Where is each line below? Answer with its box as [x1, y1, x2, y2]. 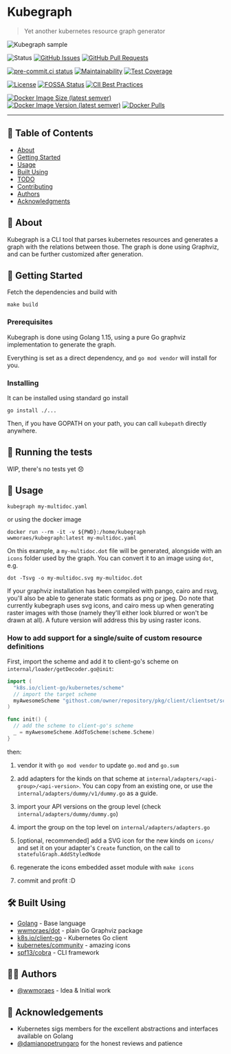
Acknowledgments [16, 197, 71, 205]
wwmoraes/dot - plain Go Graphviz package [16, 926, 143, 934]
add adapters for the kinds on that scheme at [16, 774, 145, 783]
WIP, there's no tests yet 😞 [7, 464, 85, 473]
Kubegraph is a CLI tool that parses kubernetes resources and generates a [7, 235, 219, 243]
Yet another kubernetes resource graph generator [23, 27, 166, 35]
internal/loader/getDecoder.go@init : [7, 664, 114, 672]
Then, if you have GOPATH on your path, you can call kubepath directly [7, 419, 207, 427]
